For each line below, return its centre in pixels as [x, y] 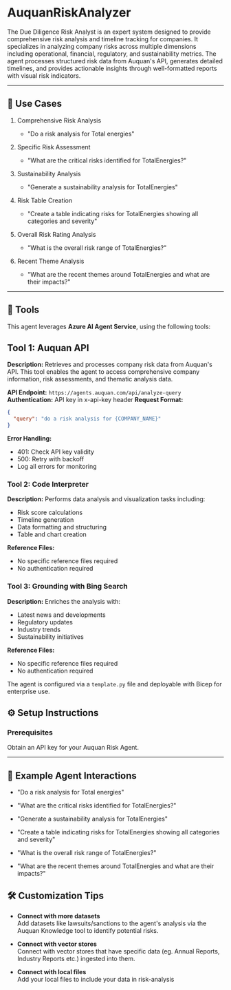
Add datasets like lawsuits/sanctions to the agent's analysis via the [112, 923]
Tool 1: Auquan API [48, 348]
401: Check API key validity [56, 452]
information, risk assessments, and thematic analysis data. [90, 379]
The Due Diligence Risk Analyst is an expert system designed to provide [109, 32]
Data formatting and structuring [62, 527]
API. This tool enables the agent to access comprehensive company [103, 372]
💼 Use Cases [35, 104]
